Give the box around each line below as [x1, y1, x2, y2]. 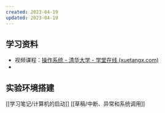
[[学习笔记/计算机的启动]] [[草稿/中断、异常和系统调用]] [6, 100, 145, 107]
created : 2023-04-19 [6, 9, 59, 15]
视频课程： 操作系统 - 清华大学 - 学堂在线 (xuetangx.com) [14, 56, 159, 64]
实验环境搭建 [6, 82, 55, 93]
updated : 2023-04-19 [6, 15, 59, 21]
